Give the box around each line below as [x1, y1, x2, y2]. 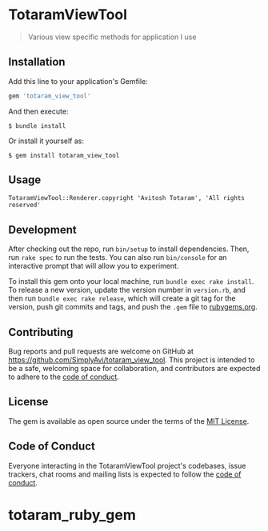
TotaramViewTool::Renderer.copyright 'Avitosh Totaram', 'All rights [8, 194, 246, 202]
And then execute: [8, 106, 69, 116]
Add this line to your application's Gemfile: [8, 76, 148, 86]
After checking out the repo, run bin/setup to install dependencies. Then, [8, 244, 250, 254]
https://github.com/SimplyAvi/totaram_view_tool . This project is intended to [8, 355, 255, 365]
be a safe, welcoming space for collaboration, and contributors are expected [8, 364, 261, 373]
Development [8, 222, 78, 237]
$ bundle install [8, 122, 66, 130]
